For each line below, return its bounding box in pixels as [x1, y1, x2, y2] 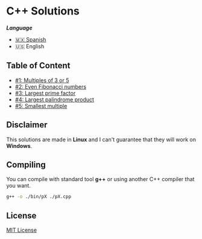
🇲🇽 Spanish [14, 36, 46, 43]
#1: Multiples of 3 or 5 [14, 77, 69, 84]
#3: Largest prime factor [14, 89, 76, 97]
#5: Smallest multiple [14, 102, 68, 109]
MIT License [6, 226, 37, 234]
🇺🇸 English [14, 42, 45, 49]
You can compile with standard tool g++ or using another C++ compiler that [6, 176, 195, 183]
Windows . [6, 142, 33, 149]
